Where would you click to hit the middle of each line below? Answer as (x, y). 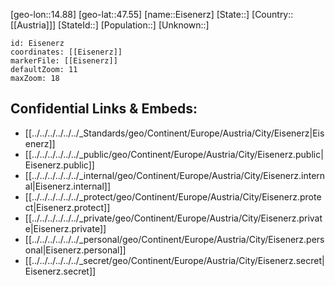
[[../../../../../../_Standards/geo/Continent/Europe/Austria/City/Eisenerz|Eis (174, 133)
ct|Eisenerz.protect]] (67, 207)
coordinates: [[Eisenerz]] (66, 52)
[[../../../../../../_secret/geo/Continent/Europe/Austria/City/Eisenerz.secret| (174, 260)
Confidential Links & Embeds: (104, 109)
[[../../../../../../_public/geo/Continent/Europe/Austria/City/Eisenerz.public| (174, 154)
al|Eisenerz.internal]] (68, 186)
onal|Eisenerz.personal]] (75, 250)
